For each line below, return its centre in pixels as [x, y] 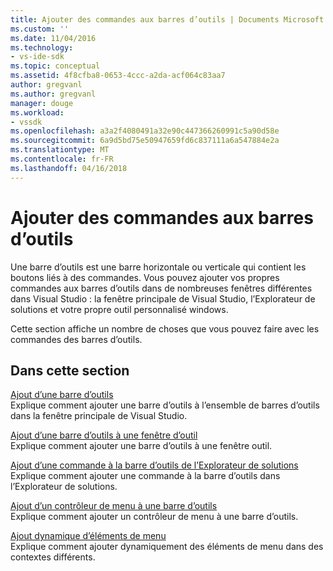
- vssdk [26, 122]
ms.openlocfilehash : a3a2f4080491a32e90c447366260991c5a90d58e [145, 131]
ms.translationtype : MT [60, 150]
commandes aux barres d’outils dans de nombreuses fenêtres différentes [161, 288]
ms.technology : [42, 47]
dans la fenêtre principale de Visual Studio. [99, 416]
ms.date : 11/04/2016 [53, 38]
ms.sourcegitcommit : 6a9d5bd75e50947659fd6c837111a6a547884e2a [145, 141]
